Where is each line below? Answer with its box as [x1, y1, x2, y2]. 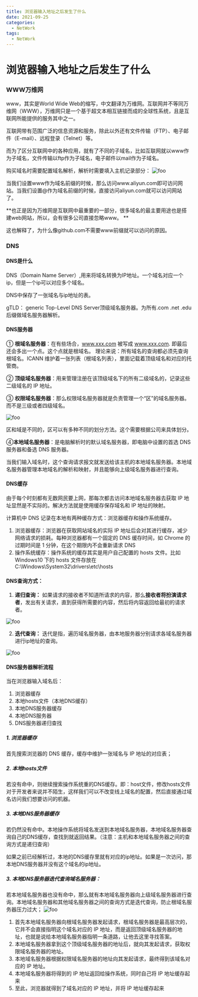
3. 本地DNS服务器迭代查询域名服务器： [6, 875, 101, 882]
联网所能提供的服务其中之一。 [6, 115, 78, 122]
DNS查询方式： [6, 577, 43, 584]
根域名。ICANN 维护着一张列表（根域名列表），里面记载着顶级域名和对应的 [6, 355, 187, 362]
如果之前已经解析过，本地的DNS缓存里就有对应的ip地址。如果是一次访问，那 [6, 853, 192, 860]
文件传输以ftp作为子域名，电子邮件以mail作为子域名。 [31, 154, 162, 162]
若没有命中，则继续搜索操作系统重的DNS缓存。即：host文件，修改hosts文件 [6, 781, 191, 788]
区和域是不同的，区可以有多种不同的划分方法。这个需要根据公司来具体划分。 [6, 425, 192, 433]
